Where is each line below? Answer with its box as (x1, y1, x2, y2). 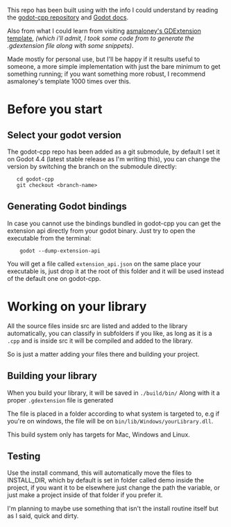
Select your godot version (7, 129, 121, 141)
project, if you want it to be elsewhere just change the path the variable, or (7, 483, 221, 492)
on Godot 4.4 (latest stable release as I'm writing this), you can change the (7, 155, 221, 163)
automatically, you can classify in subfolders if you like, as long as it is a (7, 329, 213, 337)
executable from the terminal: (7, 234, 92, 242)
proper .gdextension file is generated (7, 396, 114, 404)
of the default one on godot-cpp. (7, 274, 101, 282)
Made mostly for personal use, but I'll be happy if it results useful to (7, 55, 200, 63)
